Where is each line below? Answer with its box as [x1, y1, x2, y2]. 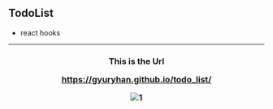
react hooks [19, 27, 61, 37]
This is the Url [108, 56, 165, 67]
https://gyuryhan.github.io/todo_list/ [61, 74, 212, 86]
